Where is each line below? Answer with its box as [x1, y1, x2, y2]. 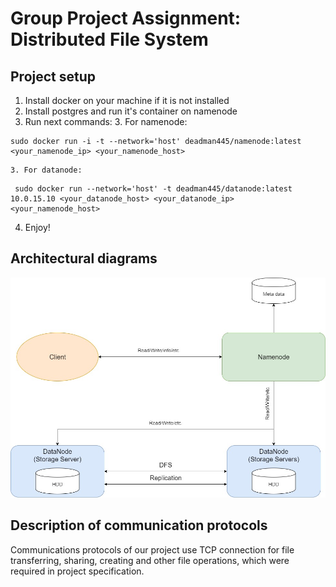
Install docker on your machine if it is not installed [24, 95, 230, 106]
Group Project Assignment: [10, 7, 242, 30]
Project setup [10, 68, 97, 85]
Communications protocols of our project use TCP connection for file [10, 543, 295, 556]
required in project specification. [10, 565, 145, 577]
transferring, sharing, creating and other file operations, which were [10, 554, 290, 566]
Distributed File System [10, 28, 209, 51]
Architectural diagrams [10, 250, 158, 267]
